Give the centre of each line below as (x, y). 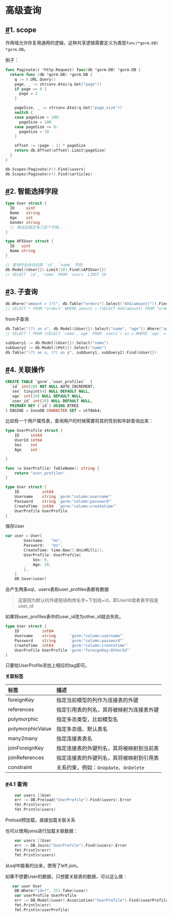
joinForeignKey (26, 748)
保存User (15, 526)
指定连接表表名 (74, 739)
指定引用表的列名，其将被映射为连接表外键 (107, 710)
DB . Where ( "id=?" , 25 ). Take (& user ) (51, 891)
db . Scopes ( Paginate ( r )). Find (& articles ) (49, 174)
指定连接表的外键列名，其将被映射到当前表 (107, 749)
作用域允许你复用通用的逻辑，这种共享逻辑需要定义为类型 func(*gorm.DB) (82, 43)
